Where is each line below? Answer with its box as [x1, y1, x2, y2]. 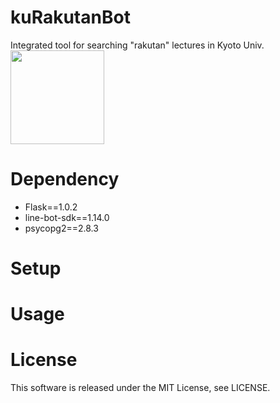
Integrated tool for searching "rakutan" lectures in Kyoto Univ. [10, 39, 265, 51]
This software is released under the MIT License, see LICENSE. [10, 382, 271, 394]
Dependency [10, 168, 120, 191]
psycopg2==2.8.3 [24, 222, 99, 234]
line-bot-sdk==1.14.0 [24, 211, 110, 223]
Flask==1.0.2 [24, 201, 78, 213]
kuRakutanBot [10, 6, 131, 29]
